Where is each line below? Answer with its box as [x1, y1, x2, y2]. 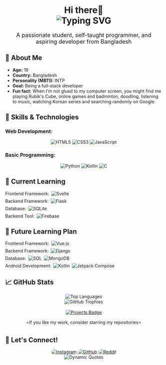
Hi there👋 [64, 4, 104, 16]
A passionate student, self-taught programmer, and [16, 31, 152, 39]
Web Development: [5, 128, 53, 135]
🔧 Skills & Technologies [5, 113, 79, 121]
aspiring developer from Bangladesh [35, 38, 132, 45]
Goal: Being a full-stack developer [12, 83, 83, 89]
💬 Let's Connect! [5, 336, 58, 344]
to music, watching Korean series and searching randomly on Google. [12, 98, 156, 104]
